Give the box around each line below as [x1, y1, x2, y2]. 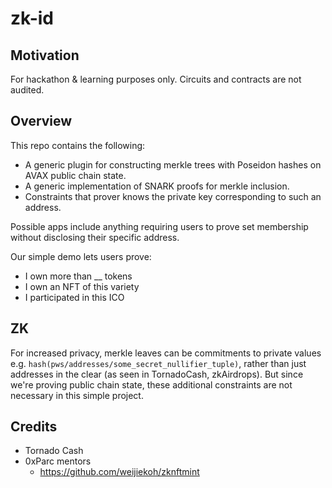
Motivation [10, 47, 80, 64]
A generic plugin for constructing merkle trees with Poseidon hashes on [24, 158, 322, 171]
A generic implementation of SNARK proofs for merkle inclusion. [24, 180, 290, 192]
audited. [10, 84, 45, 96]
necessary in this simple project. [10, 389, 144, 401]
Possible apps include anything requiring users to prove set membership [10, 220, 309, 232]
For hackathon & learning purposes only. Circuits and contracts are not [10, 73, 302, 85]
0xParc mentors [24, 455, 92, 467]
